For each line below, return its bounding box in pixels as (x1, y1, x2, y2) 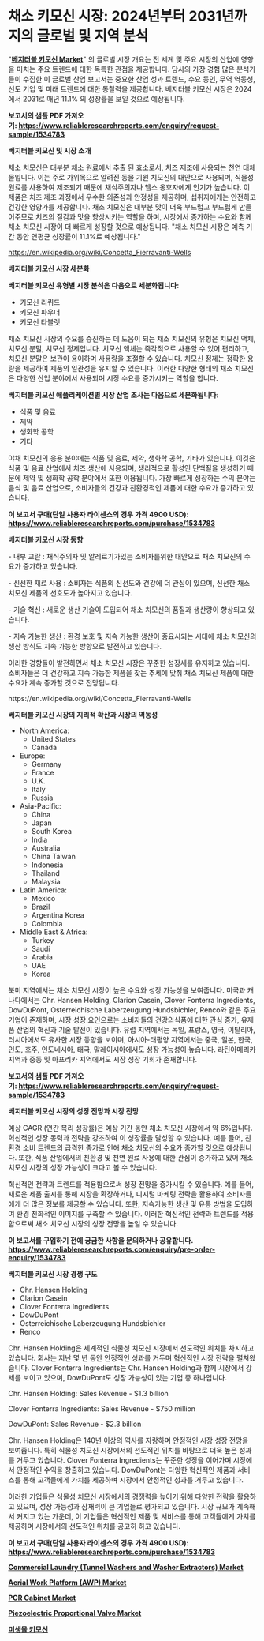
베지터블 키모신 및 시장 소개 (8, 145, 91, 155)
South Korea (31, 826, 73, 836)
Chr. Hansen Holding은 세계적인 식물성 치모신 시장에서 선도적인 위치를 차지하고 (8, 1343, 255, 1353)
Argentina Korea (31, 910, 84, 920)
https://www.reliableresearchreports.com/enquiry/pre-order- (8, 1245, 216, 1254)
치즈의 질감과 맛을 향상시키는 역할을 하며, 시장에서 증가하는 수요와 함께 (35, 212, 252, 221)
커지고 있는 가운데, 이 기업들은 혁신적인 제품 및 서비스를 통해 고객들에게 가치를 (16, 1511, 256, 1521)
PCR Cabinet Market (8, 1593, 76, 1602)
